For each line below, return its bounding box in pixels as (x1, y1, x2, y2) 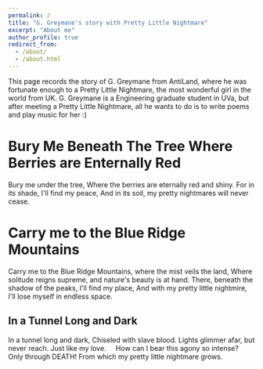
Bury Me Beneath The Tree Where (8, 138, 233, 155)
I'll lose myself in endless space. (8, 291, 113, 301)
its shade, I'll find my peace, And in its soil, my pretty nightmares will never (8, 188, 249, 197)
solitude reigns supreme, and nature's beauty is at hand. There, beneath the (8, 275, 254, 284)
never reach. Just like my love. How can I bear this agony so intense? (8, 343, 239, 353)
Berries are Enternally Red (8, 154, 182, 172)
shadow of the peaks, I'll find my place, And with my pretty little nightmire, (8, 283, 248, 292)
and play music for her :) (8, 110, 88, 119)
